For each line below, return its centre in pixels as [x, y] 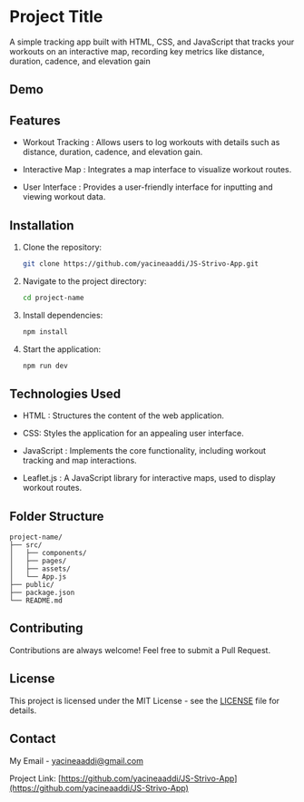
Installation [42, 225]
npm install [45, 332]
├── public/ [32, 585]
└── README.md [36, 601]
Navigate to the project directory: [84, 281]
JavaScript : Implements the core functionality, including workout [144, 451]
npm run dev [45, 366]
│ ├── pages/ [38, 561]
